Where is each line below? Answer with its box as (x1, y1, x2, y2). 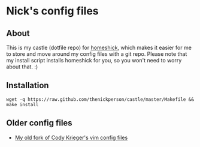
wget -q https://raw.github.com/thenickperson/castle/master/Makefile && (6, 96, 195, 103)
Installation (6, 80, 49, 91)
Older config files (6, 118, 73, 128)
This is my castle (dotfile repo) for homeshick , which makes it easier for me (6, 44, 192, 51)
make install (6, 101, 39, 107)
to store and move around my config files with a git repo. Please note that (6, 50, 187, 58)
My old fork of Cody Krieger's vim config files (14, 134, 128, 141)
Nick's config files (6, 4, 99, 18)
